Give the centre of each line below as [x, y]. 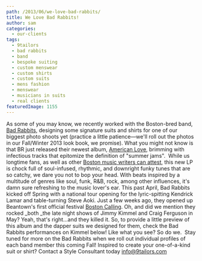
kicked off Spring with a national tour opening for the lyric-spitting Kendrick [100, 194]
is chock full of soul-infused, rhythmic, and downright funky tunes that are [98, 168]
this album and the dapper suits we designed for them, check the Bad [92, 226]
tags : [13, 40]
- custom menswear [35, 67]
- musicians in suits [39, 95]
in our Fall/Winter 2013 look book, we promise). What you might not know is [100, 143]
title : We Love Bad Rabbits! [43, 17]
